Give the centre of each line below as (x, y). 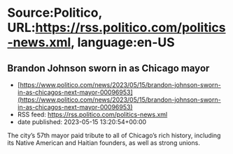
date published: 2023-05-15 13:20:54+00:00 (82, 122)
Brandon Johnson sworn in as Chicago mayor (108, 68)
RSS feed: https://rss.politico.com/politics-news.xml (92, 114)
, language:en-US (123, 43)
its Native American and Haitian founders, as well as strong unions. (104, 143)
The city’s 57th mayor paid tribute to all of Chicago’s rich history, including (114, 135)
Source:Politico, (55, 13)
